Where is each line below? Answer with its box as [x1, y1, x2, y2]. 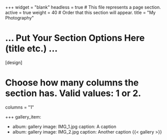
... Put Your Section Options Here [5, 32, 145, 44]
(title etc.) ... [5, 43, 58, 54]
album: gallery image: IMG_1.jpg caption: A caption [12, 123, 116, 129]
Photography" [5, 15, 34, 20]
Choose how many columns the [5, 77, 139, 88]
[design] [5, 59, 22, 65]
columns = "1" [5, 104, 34, 110]
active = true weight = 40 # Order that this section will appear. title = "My [5, 9, 156, 15]
